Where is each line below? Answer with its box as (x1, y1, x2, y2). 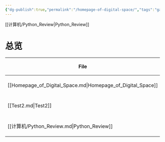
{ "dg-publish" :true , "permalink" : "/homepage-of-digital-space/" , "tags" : (5, 7, 155, 12)
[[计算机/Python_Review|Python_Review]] (5, 21, 89, 27)
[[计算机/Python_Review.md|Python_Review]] (7, 123, 113, 130)
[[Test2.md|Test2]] (7, 102, 52, 109)
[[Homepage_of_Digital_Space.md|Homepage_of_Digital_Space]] (7, 82, 158, 89)
